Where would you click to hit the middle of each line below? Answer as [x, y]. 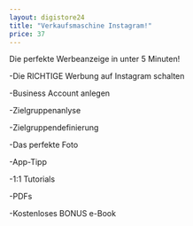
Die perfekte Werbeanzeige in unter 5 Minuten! [95, 59]
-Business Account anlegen [60, 93]
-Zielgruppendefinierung [54, 128]
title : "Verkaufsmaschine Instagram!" [81, 26]
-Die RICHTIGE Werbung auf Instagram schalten [97, 76]
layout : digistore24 [47, 17]
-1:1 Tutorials [32, 179]
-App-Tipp [28, 162]
